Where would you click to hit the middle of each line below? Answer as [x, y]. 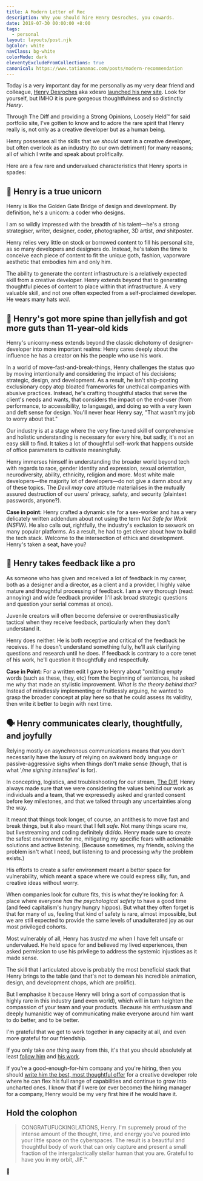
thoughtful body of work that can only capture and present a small [104, 1147]
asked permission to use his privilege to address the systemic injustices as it [102, 951]
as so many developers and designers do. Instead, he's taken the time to [97, 249]
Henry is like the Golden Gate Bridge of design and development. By [92, 206]
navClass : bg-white [31, 52]
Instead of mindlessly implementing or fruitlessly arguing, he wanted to [95, 691]
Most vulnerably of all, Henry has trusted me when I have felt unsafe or [95, 938]
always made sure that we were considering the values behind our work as [100, 788]
